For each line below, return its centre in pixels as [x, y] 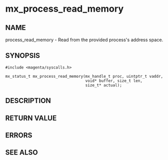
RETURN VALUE [31, 118]
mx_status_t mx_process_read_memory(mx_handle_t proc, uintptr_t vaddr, [84, 76]
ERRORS [19, 135]
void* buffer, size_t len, [114, 81]
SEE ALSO [22, 153]
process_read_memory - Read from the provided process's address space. [84, 40]
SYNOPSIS [23, 56]
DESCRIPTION [28, 101]
